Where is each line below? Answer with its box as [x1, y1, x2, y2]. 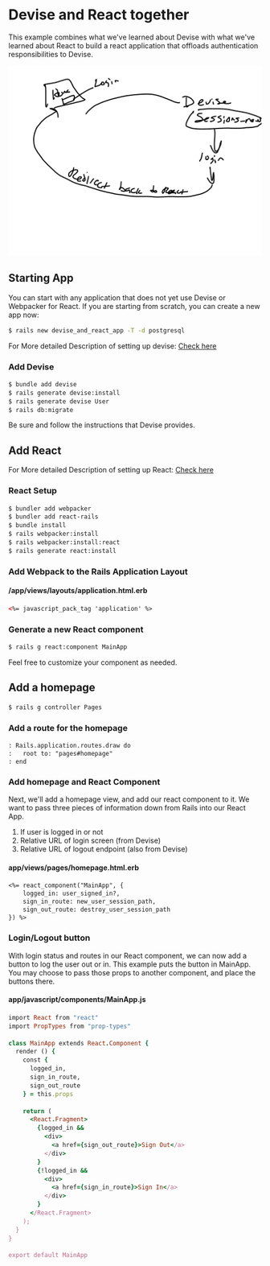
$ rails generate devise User [8, 397, 110, 406]
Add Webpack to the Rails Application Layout [8, 566, 188, 577]
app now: [8, 310, 39, 320]
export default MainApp [8, 1252, 88, 1260]
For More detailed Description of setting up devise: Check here [8, 340, 217, 351]
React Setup [8, 485, 58, 497]
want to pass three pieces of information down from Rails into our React [8, 803, 247, 813]
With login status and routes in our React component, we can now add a [8, 951, 247, 960]
